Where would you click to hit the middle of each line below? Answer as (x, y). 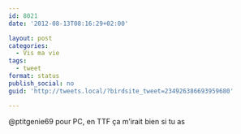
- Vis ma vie (38, 54)
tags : (17, 61)
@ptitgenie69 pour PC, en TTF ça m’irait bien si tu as (97, 121)
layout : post (30, 38)
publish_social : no (41, 83)
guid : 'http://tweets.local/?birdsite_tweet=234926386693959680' (121, 91)
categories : (28, 45)
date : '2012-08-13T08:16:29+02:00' (69, 24)
